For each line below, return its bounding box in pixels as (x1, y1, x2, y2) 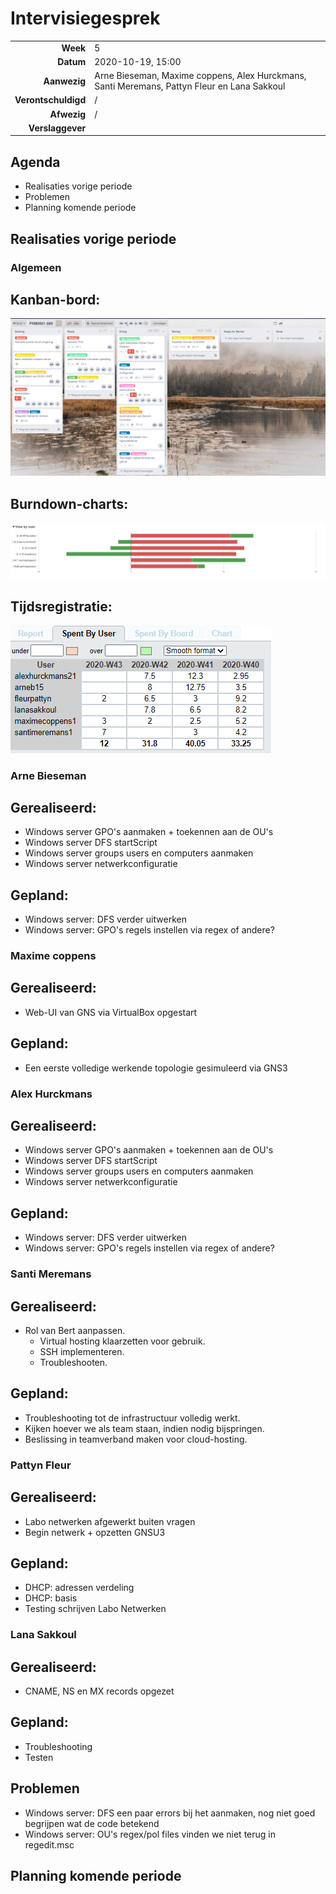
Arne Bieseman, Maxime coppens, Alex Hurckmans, (94, 70, 307, 82)
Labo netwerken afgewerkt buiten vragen (24, 1515, 196, 1527)
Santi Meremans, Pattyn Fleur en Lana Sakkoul (94, 80, 286, 92)
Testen (24, 1751, 54, 1763)
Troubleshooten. (39, 1356, 108, 1368)
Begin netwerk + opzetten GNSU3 (24, 1526, 166, 1538)
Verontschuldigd (14, 94, 87, 106)
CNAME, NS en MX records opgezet (24, 1685, 175, 1697)
